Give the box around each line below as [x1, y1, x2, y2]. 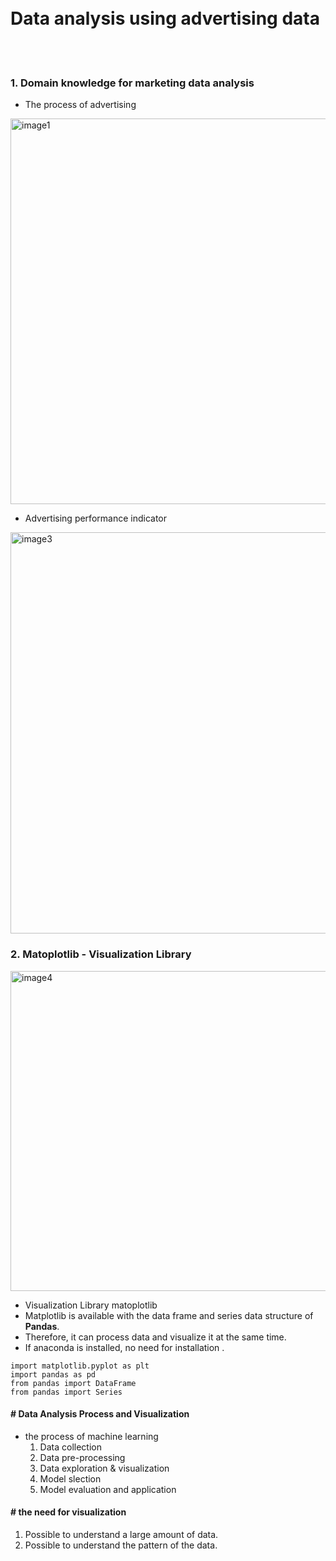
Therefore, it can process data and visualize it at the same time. [24, 1331, 287, 1343]
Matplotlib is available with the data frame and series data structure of [24, 1309, 314, 1321]
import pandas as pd [10, 1369, 97, 1380]
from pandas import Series [10, 1387, 123, 1397]
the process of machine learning [24, 1430, 159, 1442]
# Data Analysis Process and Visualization [10, 1408, 190, 1420]
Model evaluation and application [39, 1483, 177, 1495]
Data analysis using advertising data [10, 7, 320, 30]
